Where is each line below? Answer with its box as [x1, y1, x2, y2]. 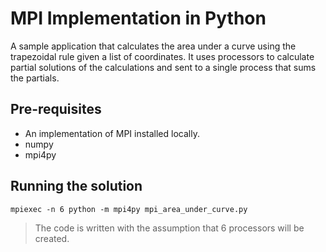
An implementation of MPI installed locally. [24, 127, 200, 139]
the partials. [10, 72, 60, 84]
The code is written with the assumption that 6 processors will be [34, 222, 305, 234]
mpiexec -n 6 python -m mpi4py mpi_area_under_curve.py [10, 204, 248, 214]
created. [34, 232, 70, 244]
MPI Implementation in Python [10, 7, 267, 30]
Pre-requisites [10, 101, 102, 118]
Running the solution [10, 178, 143, 195]
